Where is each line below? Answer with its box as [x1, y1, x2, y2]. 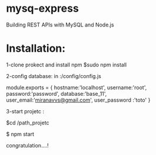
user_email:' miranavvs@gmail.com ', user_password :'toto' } [6, 96, 151, 103]
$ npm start [6, 130, 34, 137]
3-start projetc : [6, 107, 44, 114]
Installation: [6, 42, 66, 55]
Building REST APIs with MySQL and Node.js [6, 21, 114, 28]
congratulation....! [6, 141, 49, 149]
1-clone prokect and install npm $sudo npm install [6, 61, 127, 68]
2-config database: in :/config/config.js [6, 72, 101, 79]
